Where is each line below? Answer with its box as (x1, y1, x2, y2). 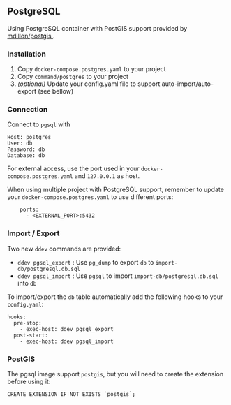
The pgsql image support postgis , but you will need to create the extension (7, 370, 224, 378)
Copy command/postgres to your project (17, 73, 129, 81)
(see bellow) (38, 87, 74, 96)
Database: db (7, 152, 45, 159)
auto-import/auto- (161, 80, 214, 88)
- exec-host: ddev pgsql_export (20, 325, 114, 332)
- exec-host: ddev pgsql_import (20, 338, 114, 345)
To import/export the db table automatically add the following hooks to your (7, 293, 223, 301)
